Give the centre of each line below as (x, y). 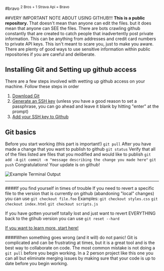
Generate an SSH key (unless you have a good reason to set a (74, 101)
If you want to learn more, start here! (42, 228)
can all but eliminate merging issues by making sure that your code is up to (80, 258)
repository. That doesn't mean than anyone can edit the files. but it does (78, 23)
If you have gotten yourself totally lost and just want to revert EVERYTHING (81, 213)
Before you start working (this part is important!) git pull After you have (78, 144)
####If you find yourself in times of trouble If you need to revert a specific (80, 188)
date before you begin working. (37, 264)
